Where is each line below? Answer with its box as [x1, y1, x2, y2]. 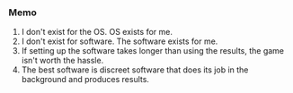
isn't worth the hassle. [21, 55, 104, 66]
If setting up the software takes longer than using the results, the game [21, 46, 285, 56]
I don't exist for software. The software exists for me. [21, 36, 218, 46]
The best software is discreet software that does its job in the [21, 64, 249, 75]
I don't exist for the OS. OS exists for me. [21, 27, 173, 38]
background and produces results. [21, 74, 150, 85]
